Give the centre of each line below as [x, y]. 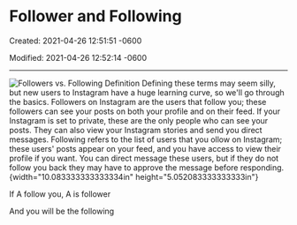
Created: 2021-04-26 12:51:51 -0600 [76, 41]
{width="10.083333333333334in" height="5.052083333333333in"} [134, 176]
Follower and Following [96, 16]
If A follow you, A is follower [60, 194]
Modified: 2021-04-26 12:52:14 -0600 [78, 57]
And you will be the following [62, 211]
